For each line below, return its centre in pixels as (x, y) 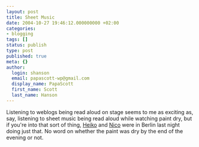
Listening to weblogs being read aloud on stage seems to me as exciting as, (100, 112)
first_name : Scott (35, 90)
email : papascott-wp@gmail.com (51, 78)
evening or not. (25, 137)
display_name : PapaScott (43, 84)
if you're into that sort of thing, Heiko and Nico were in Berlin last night (93, 125)
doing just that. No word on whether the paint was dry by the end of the (95, 131)
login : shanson (31, 73)
